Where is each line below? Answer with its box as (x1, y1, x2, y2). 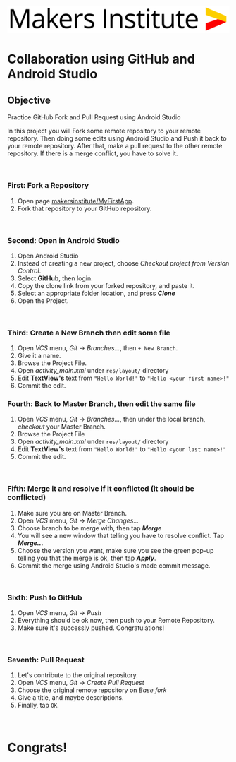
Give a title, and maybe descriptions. (17, 693, 124, 702)
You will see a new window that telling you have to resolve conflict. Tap (17, 531, 224, 540)
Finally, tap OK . (17, 701, 60, 710)
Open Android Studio (17, 251, 79, 260)
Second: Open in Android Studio (7, 235, 120, 245)
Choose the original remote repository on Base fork (17, 686, 167, 694)
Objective (7, 94, 51, 106)
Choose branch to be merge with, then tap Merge (17, 523, 162, 532)
